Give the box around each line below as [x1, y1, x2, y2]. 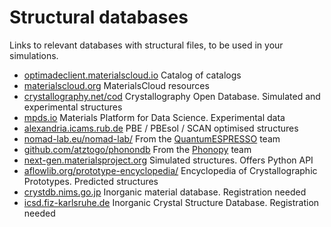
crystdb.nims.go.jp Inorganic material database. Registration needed [23, 186, 307, 198]
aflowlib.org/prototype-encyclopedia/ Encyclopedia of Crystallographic [23, 164, 318, 176]
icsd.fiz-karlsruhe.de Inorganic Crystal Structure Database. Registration [23, 196, 320, 208]
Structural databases [9, 6, 189, 29]
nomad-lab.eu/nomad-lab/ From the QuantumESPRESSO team [23, 132, 281, 145]
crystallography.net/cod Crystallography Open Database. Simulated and [23, 90, 321, 102]
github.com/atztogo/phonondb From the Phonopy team [23, 143, 252, 155]
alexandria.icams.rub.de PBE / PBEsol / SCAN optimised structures [23, 122, 299, 134]
